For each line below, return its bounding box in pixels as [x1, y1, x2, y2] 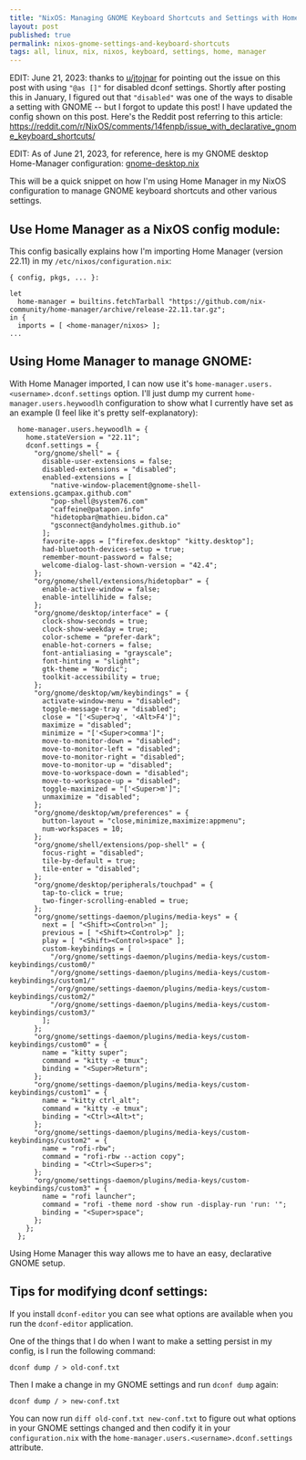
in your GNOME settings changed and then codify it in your [9, 1422, 230, 1434]
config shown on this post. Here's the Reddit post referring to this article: [9, 111, 283, 122]
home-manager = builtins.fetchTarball [17, 297, 166, 306]
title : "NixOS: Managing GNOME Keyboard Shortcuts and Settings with [9, 13, 280, 23]
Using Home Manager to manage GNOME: [9, 353, 252, 370]
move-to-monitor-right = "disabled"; [42, 752, 185, 762]
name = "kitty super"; [42, 1047, 128, 1057]
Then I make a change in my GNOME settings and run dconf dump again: [9, 1379, 280, 1390]
